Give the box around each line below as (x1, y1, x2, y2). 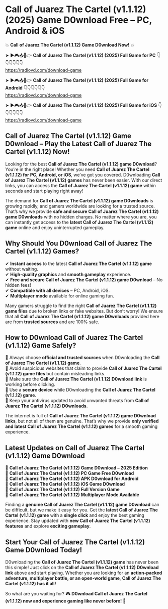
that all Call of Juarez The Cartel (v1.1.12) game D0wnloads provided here (5, 313, 159, 319)
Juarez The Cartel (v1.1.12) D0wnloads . (5, 403, 88, 409)
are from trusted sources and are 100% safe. (5, 319, 100, 325)
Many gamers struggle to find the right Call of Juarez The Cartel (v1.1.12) (5, 302, 157, 309)
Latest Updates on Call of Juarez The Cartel (5, 444, 145, 452)
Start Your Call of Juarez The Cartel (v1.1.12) (5, 538, 145, 546)
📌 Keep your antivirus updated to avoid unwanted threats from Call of (5, 398, 149, 404)
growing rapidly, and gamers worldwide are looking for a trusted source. (5, 203, 155, 209)
